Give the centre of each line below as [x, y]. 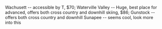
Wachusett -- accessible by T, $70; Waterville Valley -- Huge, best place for [81, 7]
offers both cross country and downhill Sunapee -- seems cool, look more [79, 17]
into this [13, 22]
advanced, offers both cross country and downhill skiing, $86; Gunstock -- [80, 12]
